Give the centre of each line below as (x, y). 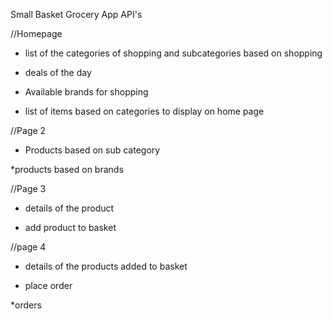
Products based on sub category (92, 150)
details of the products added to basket (106, 266)
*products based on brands (67, 169)
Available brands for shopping (86, 92)
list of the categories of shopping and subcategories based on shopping (173, 53)
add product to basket (70, 227)
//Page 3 (28, 188)
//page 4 (28, 247)
